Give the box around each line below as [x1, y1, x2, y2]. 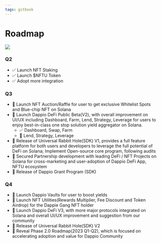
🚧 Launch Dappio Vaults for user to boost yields [12, 192, 108, 198]
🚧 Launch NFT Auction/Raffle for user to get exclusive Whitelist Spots [12, 102, 151, 107]
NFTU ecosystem [12, 164, 48, 170]
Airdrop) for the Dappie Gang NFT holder [12, 202, 94, 208]
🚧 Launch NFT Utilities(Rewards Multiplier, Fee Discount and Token [12, 197, 146, 203]
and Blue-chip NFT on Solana [12, 106, 71, 112]
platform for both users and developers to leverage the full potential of [12, 143, 153, 149]
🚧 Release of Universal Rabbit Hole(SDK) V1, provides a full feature [12, 138, 145, 144]
